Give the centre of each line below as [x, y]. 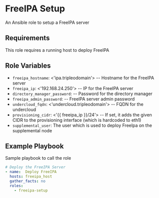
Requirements [27, 38]
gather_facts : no [28, 181]
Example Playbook [34, 146]
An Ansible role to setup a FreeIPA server [47, 22]
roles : [16, 186]
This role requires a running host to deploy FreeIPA [57, 50]
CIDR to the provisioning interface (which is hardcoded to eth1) [77, 120]
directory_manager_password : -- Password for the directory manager [82, 94]
